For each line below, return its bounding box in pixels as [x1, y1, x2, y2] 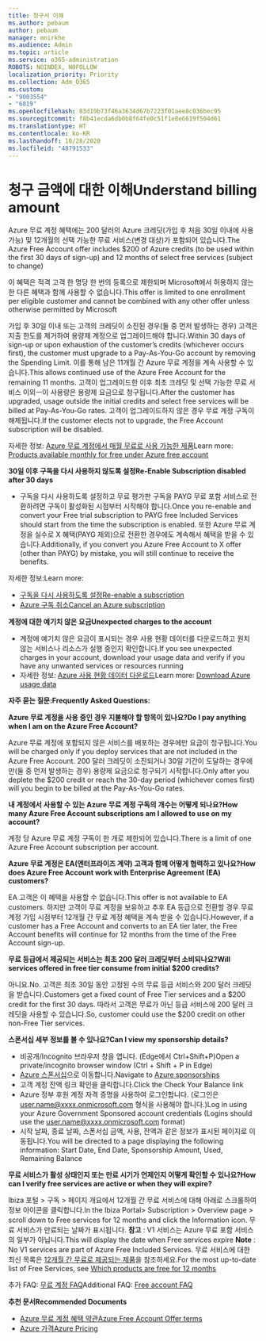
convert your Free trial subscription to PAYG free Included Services [19, 511, 239, 520]
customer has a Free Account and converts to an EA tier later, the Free [8, 921, 237, 931]
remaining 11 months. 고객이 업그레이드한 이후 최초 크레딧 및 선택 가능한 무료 [8, 377, 248, 387]
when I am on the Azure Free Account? [8, 722, 139, 731]
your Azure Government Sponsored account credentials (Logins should [19, 1109, 253, 1118]
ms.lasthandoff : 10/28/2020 [8, 136, 101, 145]
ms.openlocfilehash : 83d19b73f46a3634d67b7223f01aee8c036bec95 [8, 108, 222, 116]
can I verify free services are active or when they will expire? [8, 1179, 212, 1189]
